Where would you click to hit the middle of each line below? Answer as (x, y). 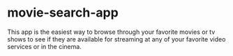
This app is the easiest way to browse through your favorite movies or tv (111, 32)
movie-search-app (63, 13)
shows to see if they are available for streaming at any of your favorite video (116, 39)
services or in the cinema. (44, 46)
